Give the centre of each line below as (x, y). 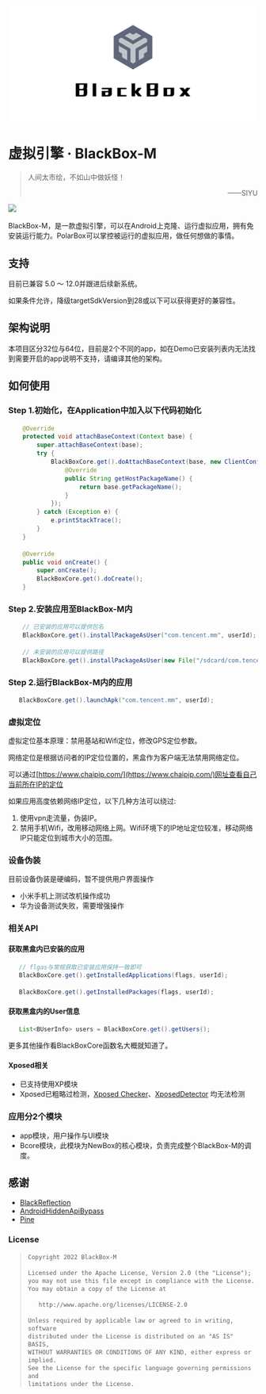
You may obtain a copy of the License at (97, 1289)
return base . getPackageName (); (130, 487)
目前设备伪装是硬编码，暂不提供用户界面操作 (81, 879)
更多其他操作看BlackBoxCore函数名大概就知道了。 (90, 1046)
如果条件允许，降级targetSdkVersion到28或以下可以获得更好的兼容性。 (124, 301)
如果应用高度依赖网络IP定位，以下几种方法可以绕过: (92, 801)
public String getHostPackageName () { (129, 478)
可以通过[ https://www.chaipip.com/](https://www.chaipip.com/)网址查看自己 (133, 775)
